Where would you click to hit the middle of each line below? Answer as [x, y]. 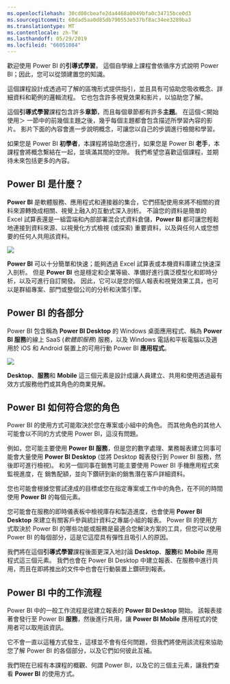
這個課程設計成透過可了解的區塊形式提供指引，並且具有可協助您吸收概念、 [112, 89]
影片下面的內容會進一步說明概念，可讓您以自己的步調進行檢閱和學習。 [119, 129]
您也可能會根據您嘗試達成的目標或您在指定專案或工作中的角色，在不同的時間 [115, 489]
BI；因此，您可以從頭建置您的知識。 [58, 74]
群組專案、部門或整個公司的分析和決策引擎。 [82, 289]
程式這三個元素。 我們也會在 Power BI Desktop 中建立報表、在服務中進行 [110, 560]
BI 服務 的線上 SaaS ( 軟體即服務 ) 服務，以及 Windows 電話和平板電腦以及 [110, 339]
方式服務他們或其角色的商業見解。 [61, 383]
